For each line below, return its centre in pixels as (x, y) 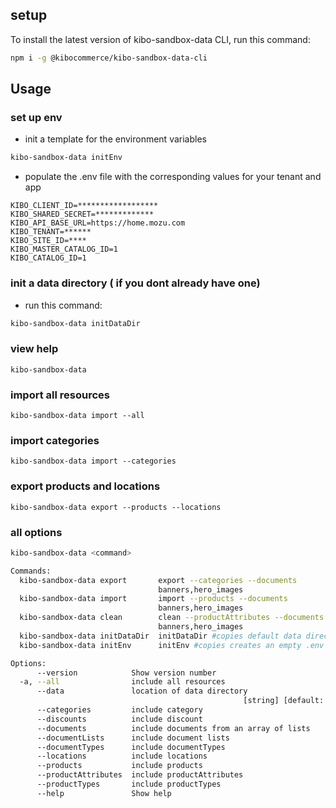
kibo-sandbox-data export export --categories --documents (158, 580)
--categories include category (119, 710)
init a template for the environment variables (115, 139)
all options (36, 532)
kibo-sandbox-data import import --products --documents (153, 599)
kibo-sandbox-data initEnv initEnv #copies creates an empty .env (172, 645)
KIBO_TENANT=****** (51, 232)
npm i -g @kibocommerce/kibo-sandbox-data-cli (109, 58)
